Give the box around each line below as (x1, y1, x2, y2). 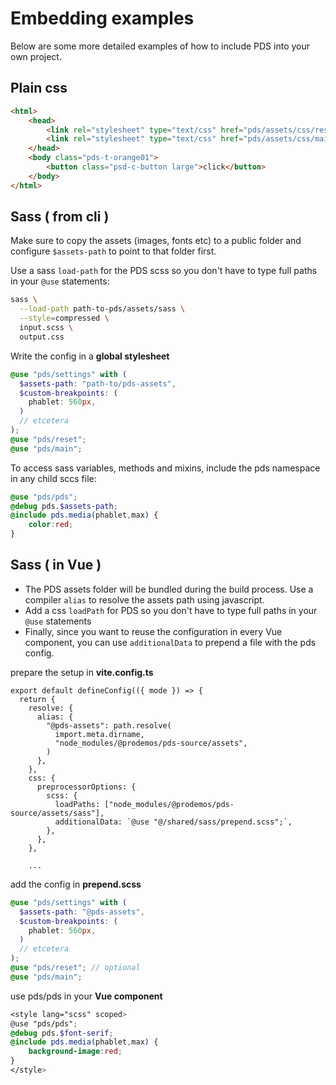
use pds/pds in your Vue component (10, 990, 163, 1002)
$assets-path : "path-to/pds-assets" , (19, 378, 177, 389)
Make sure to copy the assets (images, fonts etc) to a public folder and (10, 235, 302, 247)
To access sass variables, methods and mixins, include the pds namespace (10, 462, 321, 474)
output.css (19, 332, 65, 342)
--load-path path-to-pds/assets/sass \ (19, 304, 186, 314)
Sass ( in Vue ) (10, 557, 102, 574)
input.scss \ (19, 323, 74, 333)
